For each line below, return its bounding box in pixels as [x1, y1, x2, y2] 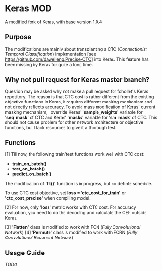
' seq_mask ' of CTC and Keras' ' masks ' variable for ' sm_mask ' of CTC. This [5, 114, 158, 120]
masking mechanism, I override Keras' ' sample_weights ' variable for [5, 109, 143, 115]
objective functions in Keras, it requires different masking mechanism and [5, 99, 152, 104]
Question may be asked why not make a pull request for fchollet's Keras [5, 88, 149, 94]
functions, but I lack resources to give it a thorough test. [5, 124, 117, 130]
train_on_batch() [12, 161, 47, 167]
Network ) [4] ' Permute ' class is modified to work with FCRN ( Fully [5, 229, 138, 236]
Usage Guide [5, 249, 45, 257]
